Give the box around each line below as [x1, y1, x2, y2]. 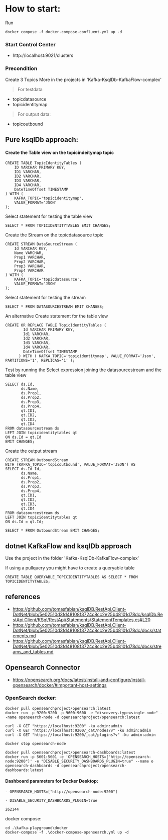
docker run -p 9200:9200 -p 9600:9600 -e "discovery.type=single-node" [5, 710, 158, 715]
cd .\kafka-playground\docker [5, 825, 69, 830]
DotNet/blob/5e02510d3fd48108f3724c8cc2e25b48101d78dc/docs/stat [12, 627, 161, 633]
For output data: [17, 111, 51, 117]
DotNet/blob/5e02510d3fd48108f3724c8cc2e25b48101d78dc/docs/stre [12, 643, 162, 649]
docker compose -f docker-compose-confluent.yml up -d [5, 29, 122, 34]
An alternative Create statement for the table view [5, 313, 108, 319]
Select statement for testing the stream [5, 295, 86, 301]
